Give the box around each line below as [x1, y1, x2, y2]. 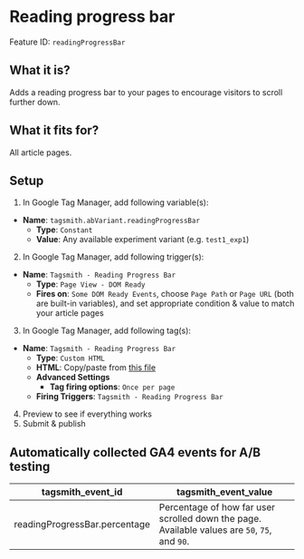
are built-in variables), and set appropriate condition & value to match [35, 298, 295, 309]
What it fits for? [9, 123, 100, 138]
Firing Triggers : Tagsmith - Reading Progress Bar [35, 391, 223, 402]
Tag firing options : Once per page [49, 381, 176, 392]
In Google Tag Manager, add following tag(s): [22, 325, 192, 337]
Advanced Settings [35, 372, 110, 383]
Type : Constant [35, 224, 93, 235]
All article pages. [9, 147, 72, 158]
